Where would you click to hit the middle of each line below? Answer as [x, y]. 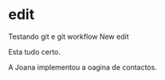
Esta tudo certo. [35, 51]
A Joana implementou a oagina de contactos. [82, 67]
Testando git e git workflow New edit [69, 36]
